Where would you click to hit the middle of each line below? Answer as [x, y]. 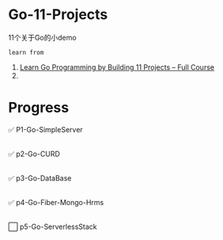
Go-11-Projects [58, 15]
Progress [39, 108]
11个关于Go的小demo [42, 37]
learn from [26, 52]
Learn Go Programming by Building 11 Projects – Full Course [117, 67]
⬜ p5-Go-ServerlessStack [53, 227]
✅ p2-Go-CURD [34, 154]
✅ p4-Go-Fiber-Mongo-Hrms [56, 202]
